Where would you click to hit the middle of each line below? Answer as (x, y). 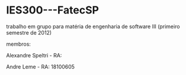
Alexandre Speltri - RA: (34, 55)
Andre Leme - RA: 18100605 (41, 67)
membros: (19, 44)
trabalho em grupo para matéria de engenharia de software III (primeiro (93, 26)
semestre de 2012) (29, 32)
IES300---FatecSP (53, 10)
